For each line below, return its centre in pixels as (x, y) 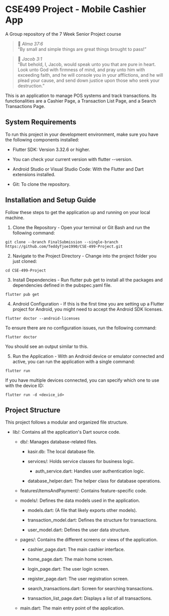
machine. (15, 218)
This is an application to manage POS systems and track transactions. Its (81, 95)
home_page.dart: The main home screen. (70, 559)
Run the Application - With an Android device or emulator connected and (88, 356)
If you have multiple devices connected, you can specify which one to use (82, 380)
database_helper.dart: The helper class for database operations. (94, 481)
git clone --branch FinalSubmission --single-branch (62, 242)
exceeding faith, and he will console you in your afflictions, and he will (90, 75)
